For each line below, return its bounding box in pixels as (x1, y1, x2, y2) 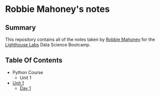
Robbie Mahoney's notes (5, 3, 110, 15)
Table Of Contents (5, 56, 63, 65)
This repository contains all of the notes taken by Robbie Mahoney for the (5, 36, 155, 42)
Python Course (12, 69, 43, 75)
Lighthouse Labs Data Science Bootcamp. (5, 42, 91, 48)
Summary (5, 23, 36, 32)
